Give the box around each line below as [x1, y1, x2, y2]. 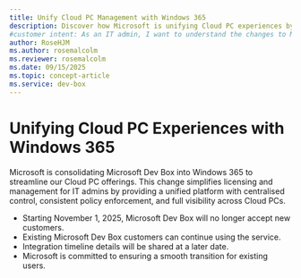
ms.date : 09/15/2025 [9, 63, 87, 72]
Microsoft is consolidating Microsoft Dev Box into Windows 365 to [9, 166, 254, 177]
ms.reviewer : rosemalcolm [9, 55, 106, 63]
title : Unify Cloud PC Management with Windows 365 [9, 13, 206, 22]
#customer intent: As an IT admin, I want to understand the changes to [9, 29, 287, 38]
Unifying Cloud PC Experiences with [9, 118, 285, 139]
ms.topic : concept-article [9, 72, 110, 80]
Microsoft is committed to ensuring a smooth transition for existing [21, 250, 269, 261]
